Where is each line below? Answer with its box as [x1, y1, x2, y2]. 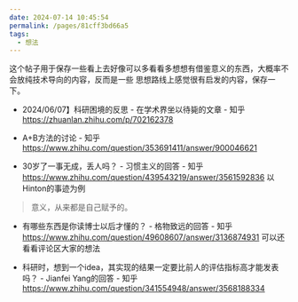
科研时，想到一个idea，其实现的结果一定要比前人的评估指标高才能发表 [21, 262, 279, 273]
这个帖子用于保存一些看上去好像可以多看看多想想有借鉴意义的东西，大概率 [9, 63, 281, 74]
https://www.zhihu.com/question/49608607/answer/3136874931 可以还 [21, 232, 286, 242]
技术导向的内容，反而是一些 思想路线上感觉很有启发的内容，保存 [32, 75, 268, 85]
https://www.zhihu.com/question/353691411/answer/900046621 [21, 143, 257, 154]
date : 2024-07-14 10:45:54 [9, 12, 109, 22]
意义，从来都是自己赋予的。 [30, 202, 133, 213]
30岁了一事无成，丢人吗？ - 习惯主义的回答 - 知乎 [21, 161, 204, 171]
